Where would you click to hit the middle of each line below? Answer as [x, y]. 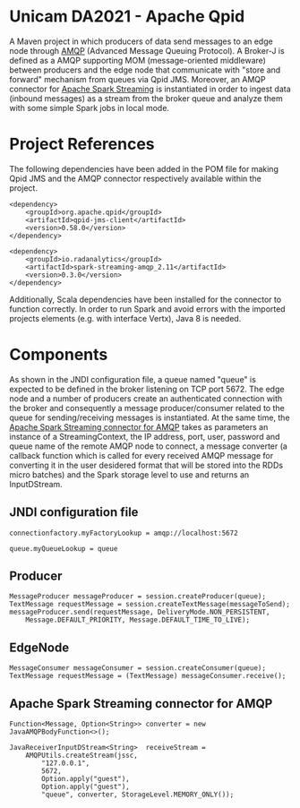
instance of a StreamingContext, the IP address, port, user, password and [145, 436]
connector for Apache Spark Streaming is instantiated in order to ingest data [150, 89]
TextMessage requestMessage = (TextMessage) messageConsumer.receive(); [148, 676]
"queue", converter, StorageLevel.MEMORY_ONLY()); [138, 795]
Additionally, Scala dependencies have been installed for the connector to [146, 299]
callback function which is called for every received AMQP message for [141, 455]
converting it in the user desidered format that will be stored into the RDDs [146, 465]
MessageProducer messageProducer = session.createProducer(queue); [138, 597]
